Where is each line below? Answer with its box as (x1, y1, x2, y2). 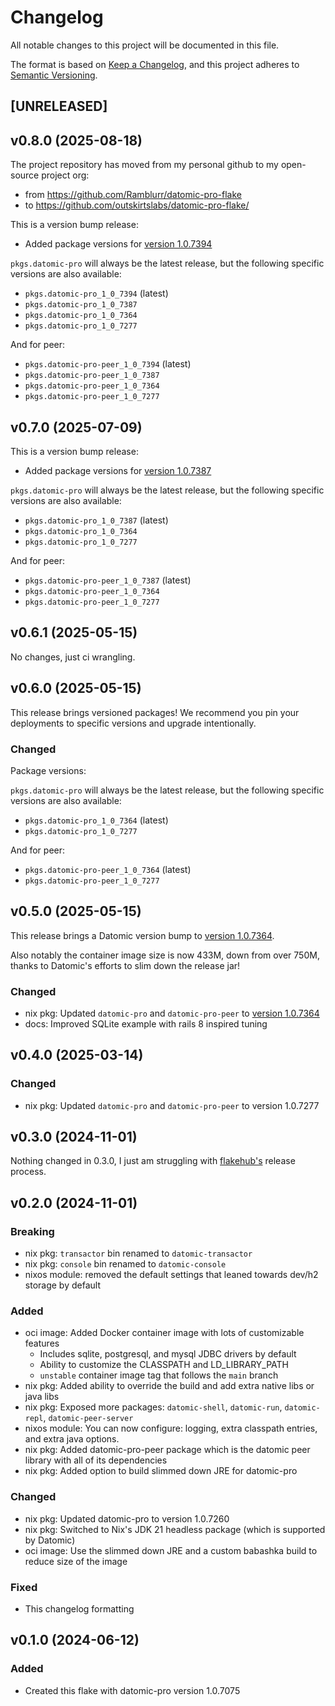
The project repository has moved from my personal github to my (10, 159, 279, 171)
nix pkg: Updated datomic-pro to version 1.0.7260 (24, 1512, 230, 1525)
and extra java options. (24, 1433, 120, 1445)
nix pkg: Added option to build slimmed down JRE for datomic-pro (24, 1465, 298, 1477)
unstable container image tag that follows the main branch (39, 1369, 279, 1381)
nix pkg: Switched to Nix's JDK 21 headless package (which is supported (24, 1523, 326, 1535)
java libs (24, 1391, 60, 1403)
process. (10, 1166, 47, 1178)
